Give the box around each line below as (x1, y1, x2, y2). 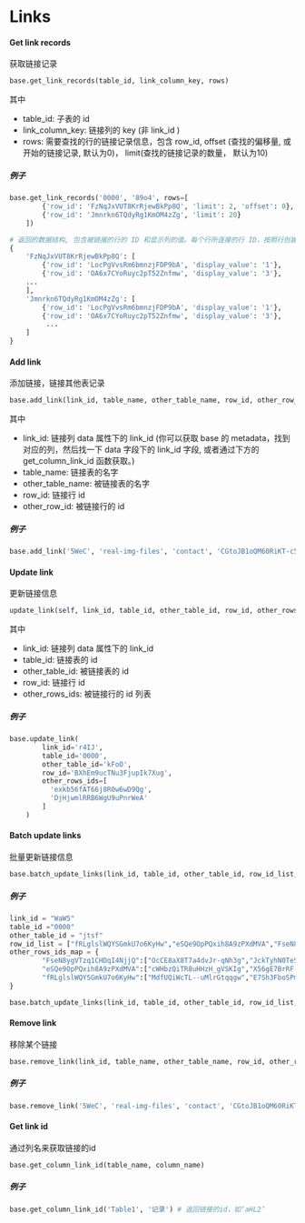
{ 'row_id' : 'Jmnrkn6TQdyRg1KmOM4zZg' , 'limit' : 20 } (42, 210, 242, 219)
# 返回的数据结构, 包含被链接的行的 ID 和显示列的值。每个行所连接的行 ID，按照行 (9, 235, 284, 245)
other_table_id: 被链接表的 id (22, 666, 130, 677)
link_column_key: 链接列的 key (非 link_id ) (22, 125, 181, 135)
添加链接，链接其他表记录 (9, 377, 105, 388)
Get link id (9, 1121, 48, 1132)
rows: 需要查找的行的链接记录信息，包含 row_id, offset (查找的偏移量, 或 (22, 136, 292, 147)
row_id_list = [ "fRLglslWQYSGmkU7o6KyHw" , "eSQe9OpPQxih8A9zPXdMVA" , (9, 939, 274, 948)
